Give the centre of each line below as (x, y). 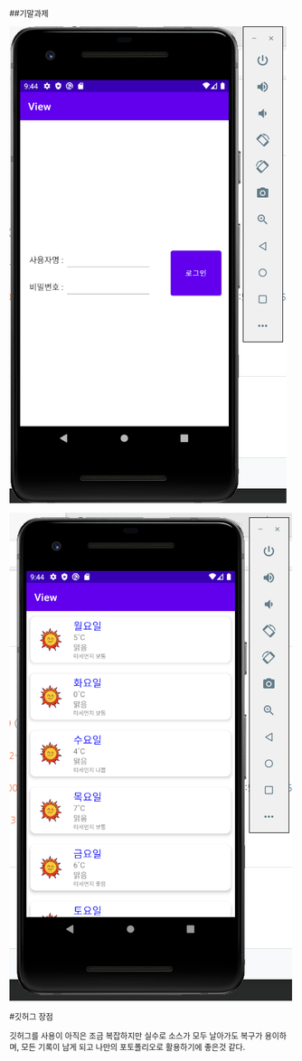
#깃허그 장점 (32, 1016)
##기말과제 (29, 13)
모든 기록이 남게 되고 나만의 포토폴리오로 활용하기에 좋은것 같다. (133, 1047)
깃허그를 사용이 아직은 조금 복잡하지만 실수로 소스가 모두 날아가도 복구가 (136, 1036)
